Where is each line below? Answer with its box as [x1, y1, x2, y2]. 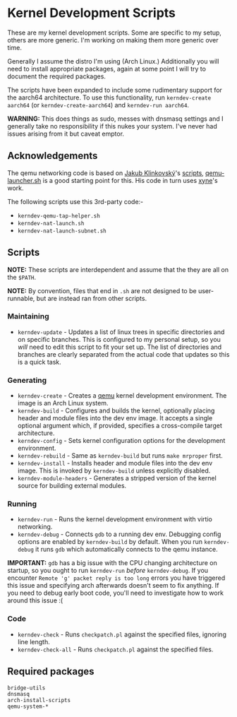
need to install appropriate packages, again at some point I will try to [7, 64, 207, 73]
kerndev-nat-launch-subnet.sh [17, 227, 107, 235]
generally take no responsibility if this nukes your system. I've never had [7, 122, 217, 130]
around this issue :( [7, 596, 63, 605]
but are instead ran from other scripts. [36, 294, 147, 302]
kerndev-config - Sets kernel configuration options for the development [17, 437, 226, 445]
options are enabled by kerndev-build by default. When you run [17, 538, 203, 546]
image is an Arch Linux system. [17, 399, 109, 408]
